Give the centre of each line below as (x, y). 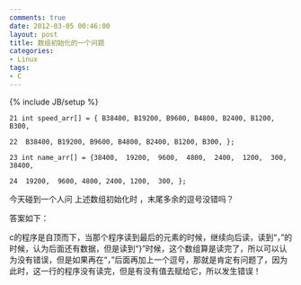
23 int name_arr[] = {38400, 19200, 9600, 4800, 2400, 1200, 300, (148, 157)
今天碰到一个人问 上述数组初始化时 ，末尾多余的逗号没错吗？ (122, 199)
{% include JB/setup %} (54, 102)
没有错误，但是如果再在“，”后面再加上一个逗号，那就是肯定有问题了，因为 (152, 259)
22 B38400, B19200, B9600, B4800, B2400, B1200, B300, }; (122, 142)
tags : (19, 68)
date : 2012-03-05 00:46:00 (60, 26)
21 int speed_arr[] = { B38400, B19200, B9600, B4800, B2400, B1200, (142, 118)
